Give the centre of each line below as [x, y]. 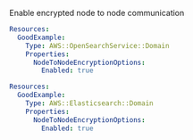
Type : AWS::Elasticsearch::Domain [89, 103]
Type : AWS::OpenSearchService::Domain [97, 45]
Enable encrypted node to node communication [97, 13]
